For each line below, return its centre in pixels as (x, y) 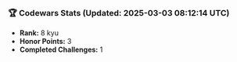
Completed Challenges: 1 (61, 49)
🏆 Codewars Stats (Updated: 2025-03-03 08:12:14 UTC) (119, 13)
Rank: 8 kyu (39, 33)
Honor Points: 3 (45, 42)
